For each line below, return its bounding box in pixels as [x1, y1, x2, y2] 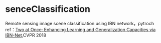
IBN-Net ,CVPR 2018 [5, 32, 47, 38]
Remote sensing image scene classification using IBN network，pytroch [5, 20, 154, 26]
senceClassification [5, 3, 90, 15]
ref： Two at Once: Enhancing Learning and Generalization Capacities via [5, 26, 156, 33]
